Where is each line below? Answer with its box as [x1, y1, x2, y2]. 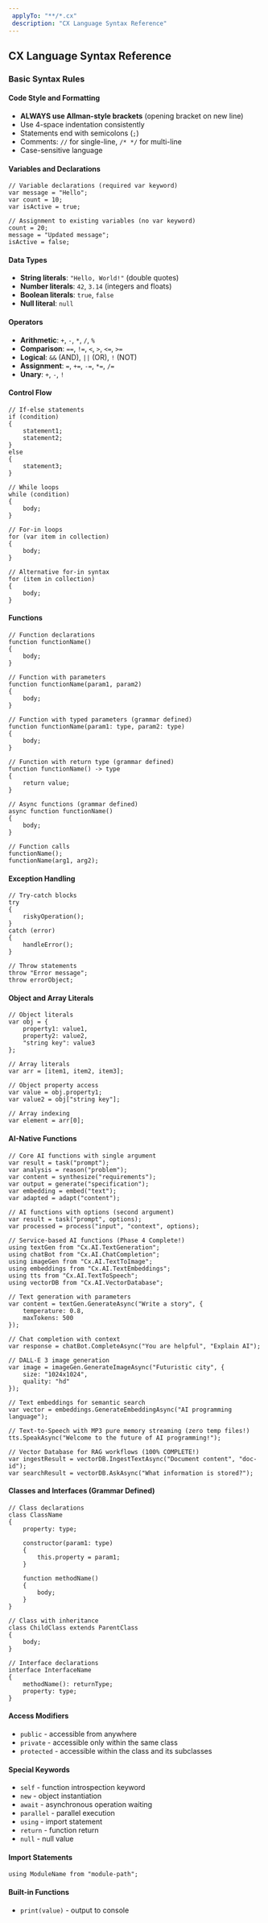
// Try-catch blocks [8, 891, 78, 899]
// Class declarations [8, 1504, 85, 1512]
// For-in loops [8, 525, 63, 534]
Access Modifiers [8, 1711, 69, 1721]
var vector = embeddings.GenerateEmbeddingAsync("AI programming [8, 1406, 232, 1414]
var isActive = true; [8, 203, 81, 211]
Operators [8, 318, 43, 327]
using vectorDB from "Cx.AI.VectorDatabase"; [8, 1278, 163, 1286]
